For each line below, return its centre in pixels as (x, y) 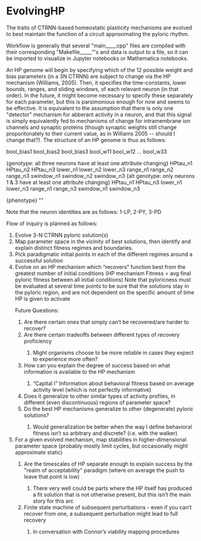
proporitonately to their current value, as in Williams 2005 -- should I (91, 134)
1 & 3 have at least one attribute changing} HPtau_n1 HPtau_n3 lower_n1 (94, 182)
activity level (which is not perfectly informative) (92, 389)
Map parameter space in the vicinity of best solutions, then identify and (103, 241)
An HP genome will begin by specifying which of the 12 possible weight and (100, 69)
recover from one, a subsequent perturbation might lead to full (101, 513)
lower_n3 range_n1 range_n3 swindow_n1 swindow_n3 (73, 188)
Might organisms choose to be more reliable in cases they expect (113, 352)
